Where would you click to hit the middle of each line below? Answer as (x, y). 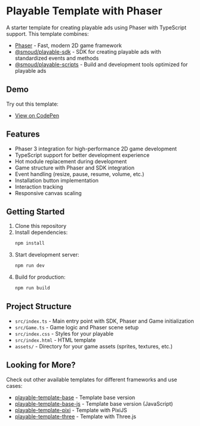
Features (23, 135)
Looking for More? (41, 365)
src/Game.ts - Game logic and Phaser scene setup (77, 327)
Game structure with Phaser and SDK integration (75, 168)
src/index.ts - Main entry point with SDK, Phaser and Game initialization (104, 321)
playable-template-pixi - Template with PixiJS (71, 410)
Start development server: (47, 255)
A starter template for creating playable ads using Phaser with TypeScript (96, 27)
